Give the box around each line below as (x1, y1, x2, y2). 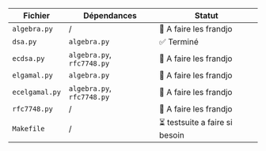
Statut (194, 10, 219, 21)
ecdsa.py (12, 55, 45, 62)
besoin (159, 130, 184, 141)
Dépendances (82, 10, 137, 21)
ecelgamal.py (12, 88, 62, 96)
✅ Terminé (159, 36, 199, 47)
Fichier (23, 10, 50, 21)
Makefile (12, 124, 45, 133)
